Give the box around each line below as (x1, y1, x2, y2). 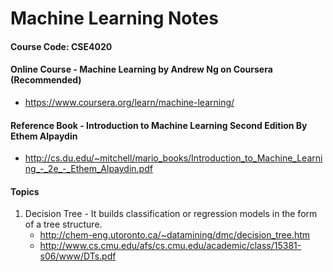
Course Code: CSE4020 (10, 40, 113, 52)
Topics (10, 185, 40, 197)
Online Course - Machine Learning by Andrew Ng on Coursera (10, 63, 273, 76)
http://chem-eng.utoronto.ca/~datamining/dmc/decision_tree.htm (39, 229, 311, 241)
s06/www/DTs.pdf (39, 250, 117, 262)
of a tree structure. (24, 218, 103, 231)
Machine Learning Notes (10, 7, 219, 30)
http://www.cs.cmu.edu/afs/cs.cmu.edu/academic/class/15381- (39, 240, 302, 252)
